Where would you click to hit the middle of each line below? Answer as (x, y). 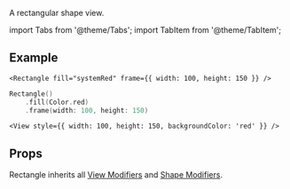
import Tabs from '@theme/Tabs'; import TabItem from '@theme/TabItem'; (145, 30)
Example (34, 58)
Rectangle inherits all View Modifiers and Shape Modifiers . (116, 175)
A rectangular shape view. (57, 13)
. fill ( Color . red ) (57, 102)
